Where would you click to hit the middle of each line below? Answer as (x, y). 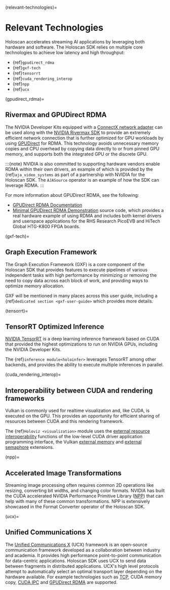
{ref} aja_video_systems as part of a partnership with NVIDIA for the (75, 175)
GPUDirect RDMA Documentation (47, 205)
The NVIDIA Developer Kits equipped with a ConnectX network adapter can (84, 127)
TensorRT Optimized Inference (55, 327)
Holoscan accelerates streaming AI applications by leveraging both (75, 41)
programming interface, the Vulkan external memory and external (73, 442)
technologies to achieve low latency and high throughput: (65, 52)
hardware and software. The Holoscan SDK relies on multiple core (74, 47)
